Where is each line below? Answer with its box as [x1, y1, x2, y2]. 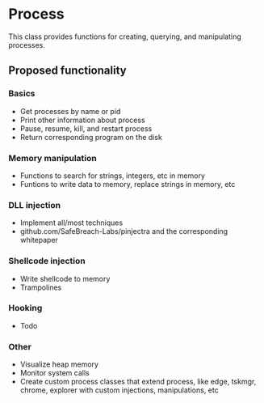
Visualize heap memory [19, 359, 99, 369]
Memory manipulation [8, 152, 97, 163]
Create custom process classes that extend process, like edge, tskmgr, [19, 377, 257, 387]
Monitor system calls [19, 368, 90, 378]
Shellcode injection [8, 256, 86, 267]
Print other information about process [19, 115, 145, 125]
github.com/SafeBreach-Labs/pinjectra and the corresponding [19, 227, 228, 236]
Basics [8, 88, 36, 100]
